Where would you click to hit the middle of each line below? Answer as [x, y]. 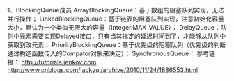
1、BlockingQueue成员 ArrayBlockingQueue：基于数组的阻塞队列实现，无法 [116, 10]
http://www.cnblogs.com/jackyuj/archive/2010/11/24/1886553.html [103, 70]
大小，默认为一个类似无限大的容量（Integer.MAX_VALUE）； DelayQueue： [114, 27]
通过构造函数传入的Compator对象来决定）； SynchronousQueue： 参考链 [111, 53]
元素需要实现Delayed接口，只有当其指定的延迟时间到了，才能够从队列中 [123, 36]
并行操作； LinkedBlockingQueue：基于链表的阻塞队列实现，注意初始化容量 [116, 19]
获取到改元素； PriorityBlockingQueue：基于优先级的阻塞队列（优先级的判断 [117, 45]
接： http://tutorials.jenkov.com [52, 62]
